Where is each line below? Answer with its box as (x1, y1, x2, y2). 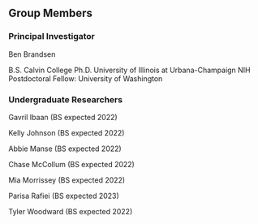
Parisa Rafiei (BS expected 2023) (8, 191, 119, 200)
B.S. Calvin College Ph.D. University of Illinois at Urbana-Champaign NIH (8, 65, 252, 75)
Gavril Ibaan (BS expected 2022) (8, 112, 118, 122)
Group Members (8, 6, 93, 20)
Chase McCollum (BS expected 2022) (8, 159, 135, 169)
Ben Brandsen (8, 49, 56, 59)
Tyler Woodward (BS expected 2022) (8, 206, 133, 216)
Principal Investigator (8, 31, 95, 42)
